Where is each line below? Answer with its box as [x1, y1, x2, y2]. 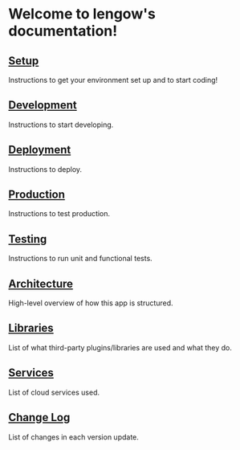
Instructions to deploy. [8, 164, 83, 174]
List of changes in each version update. [8, 432, 139, 442]
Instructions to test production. [8, 209, 111, 219]
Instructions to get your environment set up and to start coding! [8, 76, 218, 84]
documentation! [8, 22, 118, 40]
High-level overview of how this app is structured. [8, 298, 174, 308]
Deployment [8, 143, 71, 157]
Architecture [8, 276, 74, 290]
